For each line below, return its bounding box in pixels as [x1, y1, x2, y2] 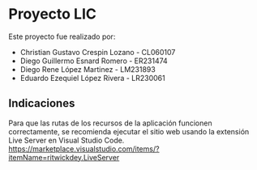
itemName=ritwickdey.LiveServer [8, 152, 120, 162]
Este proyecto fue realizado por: [8, 32, 116, 41]
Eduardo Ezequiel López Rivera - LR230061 [19, 73, 165, 83]
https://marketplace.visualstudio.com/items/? [8, 143, 160, 154]
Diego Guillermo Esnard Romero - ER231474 [19, 56, 168, 66]
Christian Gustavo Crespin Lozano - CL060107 [19, 47, 176, 57]
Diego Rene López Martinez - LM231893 [19, 64, 156, 74]
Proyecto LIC [8, 5, 97, 23]
